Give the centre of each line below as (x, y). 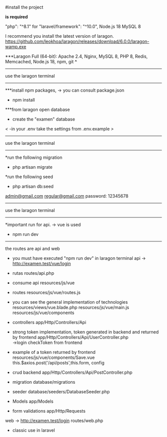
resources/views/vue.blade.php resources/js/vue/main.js (71, 307)
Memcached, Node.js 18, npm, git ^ (41, 61)
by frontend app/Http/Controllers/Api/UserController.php (70, 337)
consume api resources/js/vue (43, 283)
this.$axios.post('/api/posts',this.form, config (58, 363)
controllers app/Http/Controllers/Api (49, 322)
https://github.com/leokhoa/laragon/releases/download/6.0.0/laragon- (77, 41)
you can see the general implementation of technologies (70, 302)
